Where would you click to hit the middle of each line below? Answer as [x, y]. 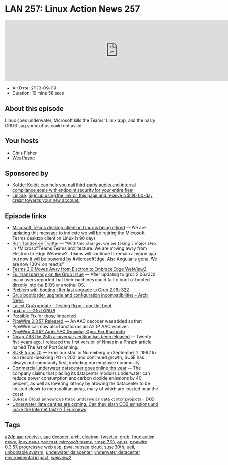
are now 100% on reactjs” [38, 264]
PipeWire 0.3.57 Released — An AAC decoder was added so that [77, 321]
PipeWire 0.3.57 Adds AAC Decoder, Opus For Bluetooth [68, 332]
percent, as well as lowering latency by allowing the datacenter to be [81, 384]
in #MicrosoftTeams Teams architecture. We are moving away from [79, 248]
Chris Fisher [24, 153]
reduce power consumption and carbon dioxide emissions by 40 [77, 378]
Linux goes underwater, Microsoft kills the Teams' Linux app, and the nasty [80, 120]
